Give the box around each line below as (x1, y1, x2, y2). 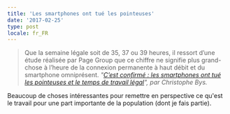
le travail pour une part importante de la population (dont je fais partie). (7, 99, 212, 108)
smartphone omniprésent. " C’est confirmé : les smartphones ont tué (24, 71, 222, 79)
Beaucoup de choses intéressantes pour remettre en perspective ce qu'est (7, 92, 223, 100)
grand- (201, 56, 222, 65)
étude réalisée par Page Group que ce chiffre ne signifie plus (24, 56, 201, 65)
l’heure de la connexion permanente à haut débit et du (48, 63, 206, 72)
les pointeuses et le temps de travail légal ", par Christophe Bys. (24, 78, 208, 87)
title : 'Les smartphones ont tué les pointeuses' (7, 10, 155, 17)
